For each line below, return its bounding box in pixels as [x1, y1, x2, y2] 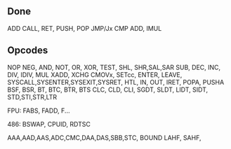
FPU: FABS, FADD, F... [7, 106, 70, 115]
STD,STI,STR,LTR [7, 92, 58, 101]
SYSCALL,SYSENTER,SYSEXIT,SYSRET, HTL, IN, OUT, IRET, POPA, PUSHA [7, 78, 225, 86]
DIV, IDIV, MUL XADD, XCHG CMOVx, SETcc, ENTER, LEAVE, [7, 70, 183, 79]
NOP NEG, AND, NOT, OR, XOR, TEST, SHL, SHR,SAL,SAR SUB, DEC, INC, [7, 63, 221, 71]
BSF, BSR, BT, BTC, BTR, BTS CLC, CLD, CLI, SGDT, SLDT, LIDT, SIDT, [7, 85, 209, 94]
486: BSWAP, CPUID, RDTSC [7, 120, 91, 128]
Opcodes [7, 45, 48, 57]
